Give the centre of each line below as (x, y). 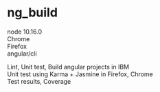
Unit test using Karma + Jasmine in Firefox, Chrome (80, 74)
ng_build (33, 13)
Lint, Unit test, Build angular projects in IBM (68, 67)
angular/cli (22, 54)
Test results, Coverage (39, 81)
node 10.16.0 (25, 32)
